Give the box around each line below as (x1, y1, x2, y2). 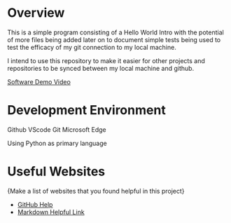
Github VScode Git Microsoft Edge (7, 125, 106, 134)
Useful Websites (7, 163, 106, 180)
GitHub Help (17, 200, 53, 208)
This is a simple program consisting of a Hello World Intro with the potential (7, 28, 224, 36)
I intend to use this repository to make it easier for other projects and (7, 56, 205, 65)
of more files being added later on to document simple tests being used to (7, 35, 221, 43)
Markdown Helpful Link (17, 208, 85, 216)
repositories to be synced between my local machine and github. (7, 64, 195, 72)
